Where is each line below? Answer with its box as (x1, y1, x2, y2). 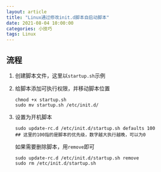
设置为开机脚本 (14, 113, 52, 120)
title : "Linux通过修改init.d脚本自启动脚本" (6, 14, 110, 20)
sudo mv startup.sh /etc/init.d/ (14, 102, 99, 108)
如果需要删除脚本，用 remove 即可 (14, 143, 95, 150)
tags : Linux (6, 31, 36, 37)
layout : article (6, 8, 47, 15)
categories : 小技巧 (6, 25, 52, 32)
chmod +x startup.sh (14, 97, 67, 103)
